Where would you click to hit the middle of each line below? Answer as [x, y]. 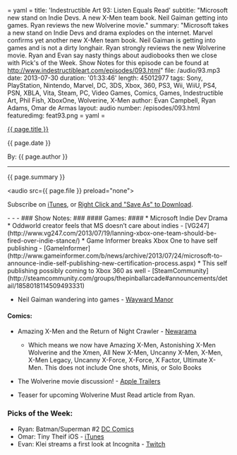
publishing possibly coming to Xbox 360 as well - [79, 271]
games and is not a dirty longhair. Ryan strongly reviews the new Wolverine [116, 48]
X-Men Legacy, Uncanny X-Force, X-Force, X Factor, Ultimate [118, 360]
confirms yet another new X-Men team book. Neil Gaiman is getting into [112, 40]
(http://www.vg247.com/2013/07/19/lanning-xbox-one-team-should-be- [112, 233]
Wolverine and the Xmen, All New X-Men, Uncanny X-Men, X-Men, [126, 352]
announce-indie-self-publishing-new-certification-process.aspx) [102, 263]
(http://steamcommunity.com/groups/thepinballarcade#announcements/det [117, 278]
